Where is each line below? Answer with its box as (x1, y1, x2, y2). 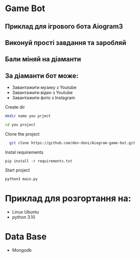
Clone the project (5, 131, 40, 137)
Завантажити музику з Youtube (12, 84, 77, 90)
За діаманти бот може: (5, 71, 78, 80)
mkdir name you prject (5, 113, 51, 119)
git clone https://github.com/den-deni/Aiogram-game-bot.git (9, 140, 136, 145)
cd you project (5, 122, 36, 128)
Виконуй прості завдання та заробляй (5, 38, 126, 47)
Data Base (5, 231, 47, 242)
